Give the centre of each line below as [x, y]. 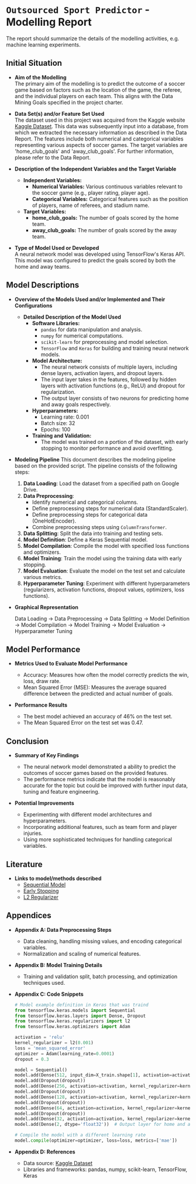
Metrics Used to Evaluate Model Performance [71, 664]
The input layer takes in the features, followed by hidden [109, 379]
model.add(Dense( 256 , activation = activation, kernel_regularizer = [97, 1086]
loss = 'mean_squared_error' [50, 1048]
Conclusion [27, 741]
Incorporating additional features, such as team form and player [100, 827]
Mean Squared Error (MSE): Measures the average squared [95, 687]
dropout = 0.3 [32, 1059]
